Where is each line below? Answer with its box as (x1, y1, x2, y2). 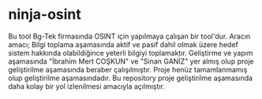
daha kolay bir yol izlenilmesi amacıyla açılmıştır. (8, 81, 166, 91)
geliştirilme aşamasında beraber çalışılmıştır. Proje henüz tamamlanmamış (8, 64, 248, 74)
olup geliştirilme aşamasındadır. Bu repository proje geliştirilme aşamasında (8, 73, 253, 82)
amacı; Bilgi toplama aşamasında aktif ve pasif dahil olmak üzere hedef (8, 39, 238, 49)
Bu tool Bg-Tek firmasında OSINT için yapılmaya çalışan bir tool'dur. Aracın (8, 31, 251, 41)
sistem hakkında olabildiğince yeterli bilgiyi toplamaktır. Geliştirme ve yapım (8, 48, 253, 57)
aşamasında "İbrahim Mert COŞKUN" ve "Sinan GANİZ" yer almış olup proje (8, 57, 254, 66)
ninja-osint (8, 5, 81, 24)
